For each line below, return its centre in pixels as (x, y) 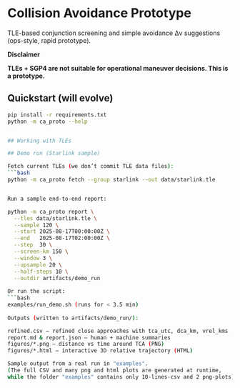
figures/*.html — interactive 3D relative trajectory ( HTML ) (100, 351)
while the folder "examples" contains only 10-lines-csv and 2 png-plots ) (121, 377)
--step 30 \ (33, 245)
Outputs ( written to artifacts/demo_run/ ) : (73, 318)
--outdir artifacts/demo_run (57, 278)
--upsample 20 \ (38, 265)
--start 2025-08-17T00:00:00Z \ (62, 232)
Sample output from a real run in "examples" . (78, 364)
